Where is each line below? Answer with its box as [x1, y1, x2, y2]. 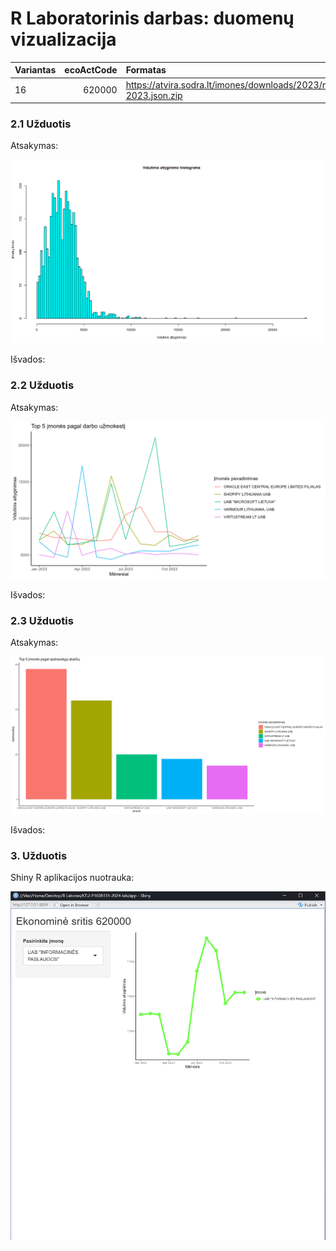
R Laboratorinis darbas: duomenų [10, 7, 295, 30]
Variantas [14, 64, 57, 76]
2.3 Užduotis [10, 613, 74, 627]
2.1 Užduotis [10, 117, 72, 131]
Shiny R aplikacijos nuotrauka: [10, 872, 135, 884]
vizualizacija [10, 28, 117, 51]
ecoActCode [64, 64, 118, 76]
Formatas [125, 64, 167, 76]
